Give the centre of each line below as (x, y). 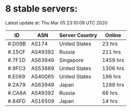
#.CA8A (17, 93)
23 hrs (110, 43)
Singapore (72, 60)
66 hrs (110, 93)
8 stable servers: (42, 9)
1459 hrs (113, 60)
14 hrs (110, 101)
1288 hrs (113, 85)
